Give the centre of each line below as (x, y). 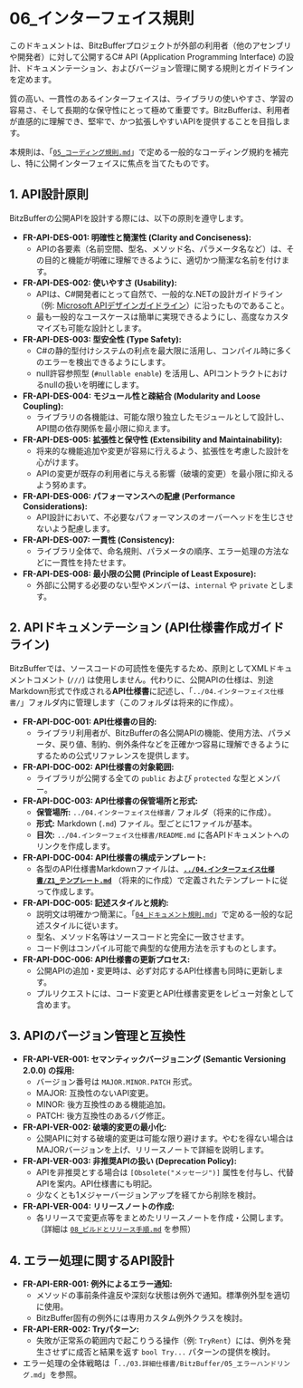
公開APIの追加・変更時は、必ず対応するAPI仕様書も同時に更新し (156, 970)
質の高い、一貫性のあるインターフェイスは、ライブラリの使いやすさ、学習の (151, 98)
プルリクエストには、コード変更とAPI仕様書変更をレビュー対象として (165, 993)
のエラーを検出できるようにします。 (103, 361)
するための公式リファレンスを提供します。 (115, 755)
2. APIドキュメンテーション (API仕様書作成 (129, 627)
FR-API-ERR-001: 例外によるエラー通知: (97, 1284)
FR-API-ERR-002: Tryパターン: (81, 1329)
